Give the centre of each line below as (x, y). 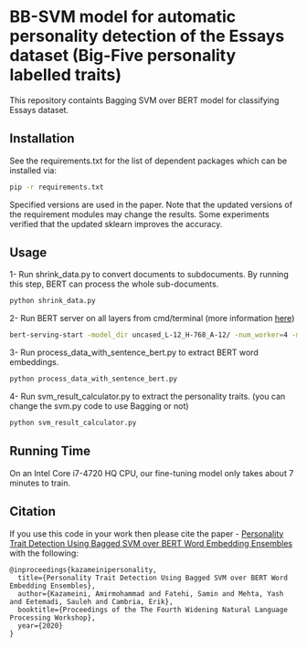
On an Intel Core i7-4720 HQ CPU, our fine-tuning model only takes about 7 (152, 473)
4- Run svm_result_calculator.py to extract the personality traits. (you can (148, 397)
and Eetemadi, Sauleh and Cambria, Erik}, (91, 601)
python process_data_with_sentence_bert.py (94, 379)
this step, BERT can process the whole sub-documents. (114, 284)
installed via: (33, 170)
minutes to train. (40, 483)
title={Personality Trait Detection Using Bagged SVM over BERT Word (153, 578)
